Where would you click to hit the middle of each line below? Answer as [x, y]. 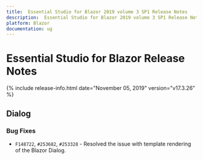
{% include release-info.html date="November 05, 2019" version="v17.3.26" [101, 88]
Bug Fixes [21, 130]
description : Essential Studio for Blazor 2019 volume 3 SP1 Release [97, 18]
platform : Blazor [28, 23]
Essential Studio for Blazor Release [96, 59]
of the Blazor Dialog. [40, 150]
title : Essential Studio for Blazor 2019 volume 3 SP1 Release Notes [97, 12]
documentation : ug [29, 29]
